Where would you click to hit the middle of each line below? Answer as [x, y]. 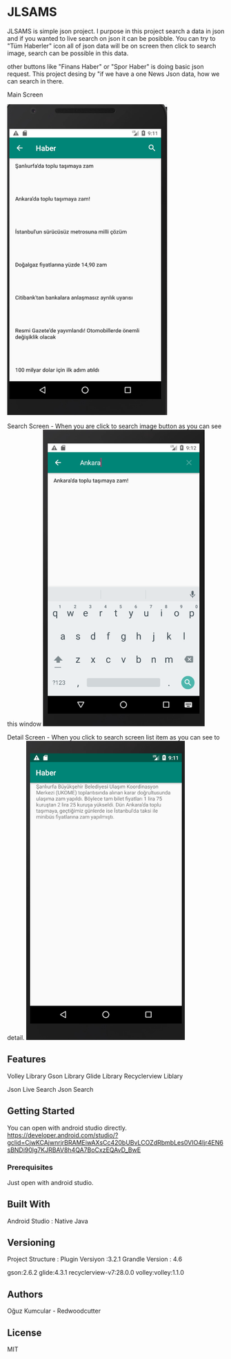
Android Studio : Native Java [48, 1221]
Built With [29, 1205]
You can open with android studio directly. [67, 1128]
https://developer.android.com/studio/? [63, 1135]
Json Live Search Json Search [50, 1089]
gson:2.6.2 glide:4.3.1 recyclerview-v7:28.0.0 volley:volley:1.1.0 [96, 1273]
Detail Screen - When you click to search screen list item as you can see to [113, 737]
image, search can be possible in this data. [68, 53]
